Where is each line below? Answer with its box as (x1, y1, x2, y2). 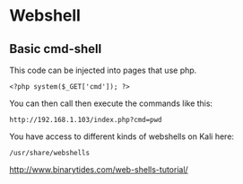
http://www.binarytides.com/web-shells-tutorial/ (9, 164, 188, 175)
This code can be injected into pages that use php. (9, 65, 197, 75)
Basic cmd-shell (9, 41, 102, 57)
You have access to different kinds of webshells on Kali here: (9, 131, 235, 142)
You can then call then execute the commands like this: (9, 98, 213, 109)
